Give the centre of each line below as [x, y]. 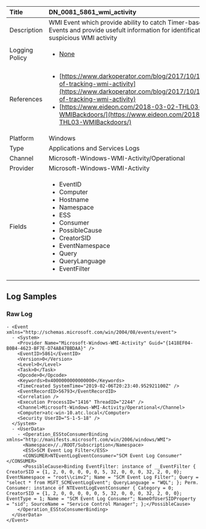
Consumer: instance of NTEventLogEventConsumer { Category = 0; [90, 488]
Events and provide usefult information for [109, 30]
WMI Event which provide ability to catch [108, 22]
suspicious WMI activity [83, 38]
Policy [18, 58]
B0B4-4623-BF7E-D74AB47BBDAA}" [46, 348]
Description [26, 30]
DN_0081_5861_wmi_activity [93, 12]
